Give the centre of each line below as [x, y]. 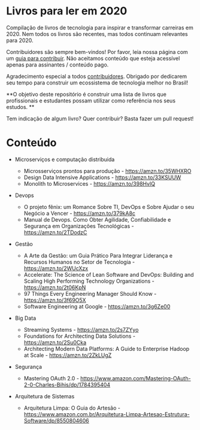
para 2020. [20, 40]
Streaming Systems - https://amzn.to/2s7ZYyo [81, 329]
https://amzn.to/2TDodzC [55, 232]
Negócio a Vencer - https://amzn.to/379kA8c [80, 213]
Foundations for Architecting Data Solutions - [80, 336]
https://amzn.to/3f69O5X [55, 300]
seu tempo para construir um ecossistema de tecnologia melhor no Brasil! [97, 83]
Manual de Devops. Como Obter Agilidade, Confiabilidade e [97, 219]
